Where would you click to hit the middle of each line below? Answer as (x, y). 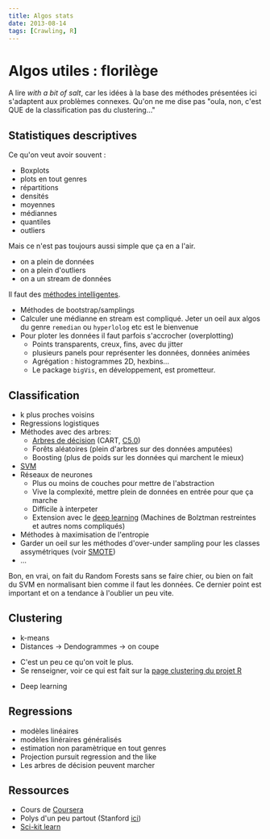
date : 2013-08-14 (37, 23)
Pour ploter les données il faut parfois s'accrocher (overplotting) (127, 336)
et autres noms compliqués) (79, 525)
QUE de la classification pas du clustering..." (82, 110)
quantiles (35, 222)
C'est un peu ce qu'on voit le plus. (77, 662)
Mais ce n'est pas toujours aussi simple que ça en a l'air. (102, 246)
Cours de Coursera (52, 810)
